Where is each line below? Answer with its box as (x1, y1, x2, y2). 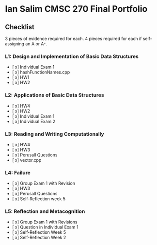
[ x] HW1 (12, 75, 30, 80)
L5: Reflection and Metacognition (5, 208, 85, 215)
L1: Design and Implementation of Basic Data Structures (5, 53, 139, 59)
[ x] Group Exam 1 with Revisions (12, 219, 78, 225)
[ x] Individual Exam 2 (12, 118, 56, 124)
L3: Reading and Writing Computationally (5, 131, 104, 137)
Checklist (5, 23, 35, 31)
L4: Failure (5, 169, 31, 176)
